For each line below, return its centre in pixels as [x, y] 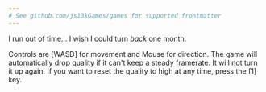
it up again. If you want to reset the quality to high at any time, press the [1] [133, 71]
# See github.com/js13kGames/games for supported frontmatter [115, 16]
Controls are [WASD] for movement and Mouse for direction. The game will [133, 54]
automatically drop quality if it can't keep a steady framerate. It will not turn [133, 62]
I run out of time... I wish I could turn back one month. [98, 38]
